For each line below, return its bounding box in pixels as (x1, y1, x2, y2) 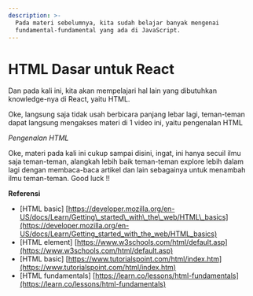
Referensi (8, 189, 41, 198)
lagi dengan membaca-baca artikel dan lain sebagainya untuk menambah (8, 165, 246, 175)
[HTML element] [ (19, 238, 77, 247)
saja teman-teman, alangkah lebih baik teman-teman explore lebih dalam (8, 157, 244, 166)
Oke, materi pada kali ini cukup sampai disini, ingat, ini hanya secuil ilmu (8, 149, 241, 158)
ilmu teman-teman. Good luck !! (8, 174, 110, 183)
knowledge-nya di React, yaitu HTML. (8, 94, 130, 104)
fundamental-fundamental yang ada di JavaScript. (15, 26, 181, 34)
